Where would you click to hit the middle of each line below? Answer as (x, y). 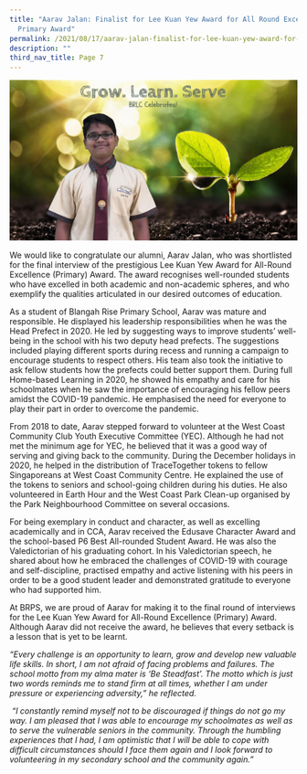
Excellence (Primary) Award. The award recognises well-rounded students (149, 275)
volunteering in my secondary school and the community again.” (132, 759)
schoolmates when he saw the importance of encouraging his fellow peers (150, 389)
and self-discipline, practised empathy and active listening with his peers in (151, 570)
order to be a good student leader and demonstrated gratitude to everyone (150, 580)
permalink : (30, 38)
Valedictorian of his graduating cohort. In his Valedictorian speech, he (141, 551)
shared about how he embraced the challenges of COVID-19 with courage (148, 561)
